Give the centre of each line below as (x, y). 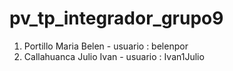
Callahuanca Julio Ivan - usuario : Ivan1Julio (114, 56)
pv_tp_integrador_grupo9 (116, 18)
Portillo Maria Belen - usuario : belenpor (106, 46)
